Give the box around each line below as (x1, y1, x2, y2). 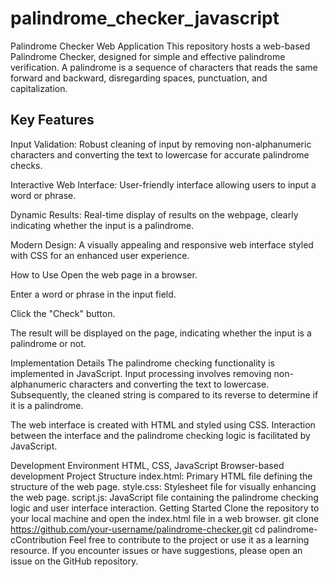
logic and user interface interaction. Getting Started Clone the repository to (10, 502, 320, 514)
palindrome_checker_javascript (10, 7, 280, 30)
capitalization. (10, 82, 68, 94)
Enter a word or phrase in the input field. (10, 288, 177, 300)
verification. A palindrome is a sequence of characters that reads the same (10, 61, 318, 73)
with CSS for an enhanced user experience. (10, 249, 190, 261)
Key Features (10, 112, 95, 129)
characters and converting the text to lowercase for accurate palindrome (10, 148, 310, 161)
